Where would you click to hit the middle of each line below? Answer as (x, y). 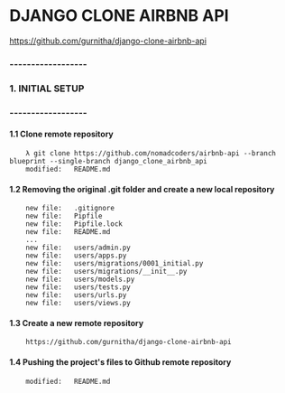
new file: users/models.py (80, 280)
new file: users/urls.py (76, 295)
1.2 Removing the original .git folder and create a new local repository (142, 189)
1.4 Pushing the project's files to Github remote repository (120, 361)
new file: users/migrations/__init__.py (106, 272)
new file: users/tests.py (78, 287)
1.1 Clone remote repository (62, 134)
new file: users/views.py (78, 304)
